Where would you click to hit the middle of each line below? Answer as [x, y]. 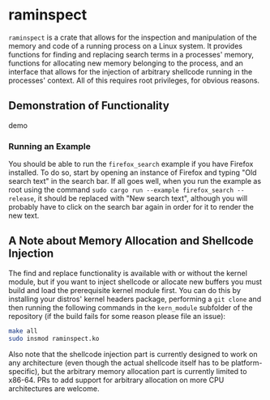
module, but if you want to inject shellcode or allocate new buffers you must [135, 282]
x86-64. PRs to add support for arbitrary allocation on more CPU [116, 380]
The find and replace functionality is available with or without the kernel [128, 273]
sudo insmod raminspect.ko [54, 338]
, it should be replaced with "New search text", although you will [141, 198]
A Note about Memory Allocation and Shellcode [131, 241]
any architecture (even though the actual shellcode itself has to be [119, 363]
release [21, 199]
